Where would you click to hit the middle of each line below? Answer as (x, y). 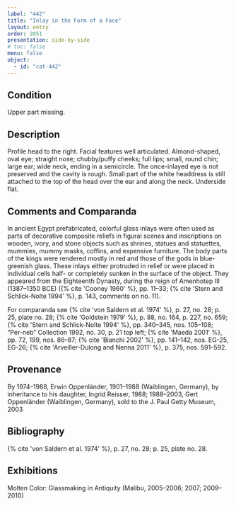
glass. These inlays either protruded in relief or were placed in (124, 266)
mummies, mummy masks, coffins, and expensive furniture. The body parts (117, 251)
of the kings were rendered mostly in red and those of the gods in (103, 258)
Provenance (35, 370)
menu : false (25, 54)
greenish (20, 266)
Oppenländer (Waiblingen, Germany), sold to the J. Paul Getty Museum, (112, 401)
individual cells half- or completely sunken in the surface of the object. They (118, 274)
